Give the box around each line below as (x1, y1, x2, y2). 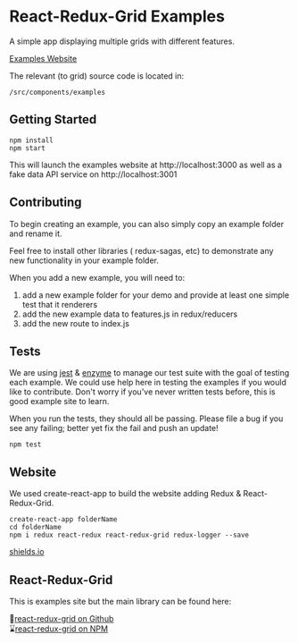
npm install (9, 136, 54, 145)
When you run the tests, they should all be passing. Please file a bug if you (9, 413, 284, 424)
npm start (9, 143, 46, 153)
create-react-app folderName (9, 515, 118, 524)
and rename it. (9, 228, 62, 239)
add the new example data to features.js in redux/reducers (21, 309, 238, 319)
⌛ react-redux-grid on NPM (9, 623, 109, 634)
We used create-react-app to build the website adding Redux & (9, 488, 242, 499)
